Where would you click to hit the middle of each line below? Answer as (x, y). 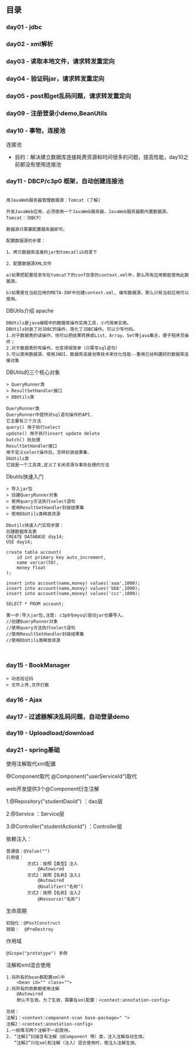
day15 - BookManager (38, 665)
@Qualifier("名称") (60, 886)
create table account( (34, 552)
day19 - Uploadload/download (50, 733)
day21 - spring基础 (33, 750)
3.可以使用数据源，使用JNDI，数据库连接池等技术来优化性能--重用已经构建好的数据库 (95, 354)
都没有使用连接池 (41, 165)
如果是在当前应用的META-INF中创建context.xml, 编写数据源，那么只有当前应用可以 (100, 293)
